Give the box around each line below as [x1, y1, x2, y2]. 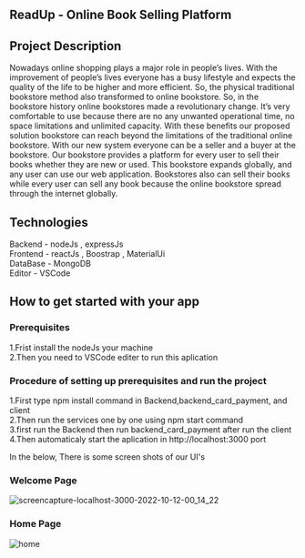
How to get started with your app [9, 294, 200, 309]
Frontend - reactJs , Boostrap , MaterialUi [9, 249, 166, 259]
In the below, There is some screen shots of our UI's [9, 451, 206, 462]
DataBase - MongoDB [9, 259, 91, 269]
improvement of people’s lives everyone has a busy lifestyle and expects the [9, 72, 296, 83]
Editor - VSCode [9, 268, 71, 279]
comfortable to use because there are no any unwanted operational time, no [9, 111, 295, 122]
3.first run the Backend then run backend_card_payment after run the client [9, 424, 292, 435]
